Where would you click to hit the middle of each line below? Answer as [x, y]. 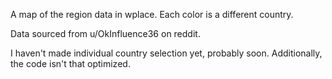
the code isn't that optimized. [70, 63]
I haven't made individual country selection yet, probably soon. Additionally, [166, 53]
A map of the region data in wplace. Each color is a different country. [152, 14]
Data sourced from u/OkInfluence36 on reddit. [105, 33]
